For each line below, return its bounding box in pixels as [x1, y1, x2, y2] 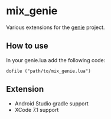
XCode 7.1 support [14, 106, 59, 113]
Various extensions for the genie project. [6, 24, 105, 31]
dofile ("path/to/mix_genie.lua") [6, 68, 92, 74]
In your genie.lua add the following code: [6, 56, 106, 63]
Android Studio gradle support [14, 99, 89, 107]
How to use [6, 41, 48, 51]
